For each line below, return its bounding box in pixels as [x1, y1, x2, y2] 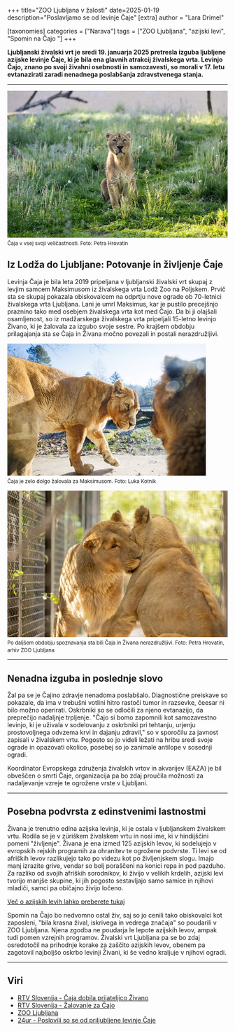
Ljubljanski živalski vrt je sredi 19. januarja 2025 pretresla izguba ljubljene [7, 48, 226, 56]
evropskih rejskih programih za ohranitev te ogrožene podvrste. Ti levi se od [7, 846, 227, 855]
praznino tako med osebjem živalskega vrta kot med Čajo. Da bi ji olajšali [7, 307, 218, 316]
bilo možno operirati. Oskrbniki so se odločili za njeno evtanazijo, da [7, 706, 204, 715]
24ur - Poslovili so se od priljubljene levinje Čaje [17, 1016, 156, 1024]
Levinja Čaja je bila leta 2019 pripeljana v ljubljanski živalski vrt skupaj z [7, 277, 213, 286]
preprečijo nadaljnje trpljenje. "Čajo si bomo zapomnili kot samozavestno [7, 713, 217, 722]
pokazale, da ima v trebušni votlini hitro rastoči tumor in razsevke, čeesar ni [7, 699, 225, 707]
